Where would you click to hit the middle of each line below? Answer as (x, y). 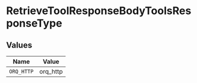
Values (19, 45)
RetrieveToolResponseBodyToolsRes (99, 11)
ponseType (34, 23)
